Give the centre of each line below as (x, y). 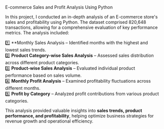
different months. (23, 88)
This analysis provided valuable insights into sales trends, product (74, 111)
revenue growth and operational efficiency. (49, 121)
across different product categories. (42, 63)
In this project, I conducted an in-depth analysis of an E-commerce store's (82, 17)
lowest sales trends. (26, 50)
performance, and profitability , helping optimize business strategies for (80, 116)
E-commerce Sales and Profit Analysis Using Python (59, 7)
